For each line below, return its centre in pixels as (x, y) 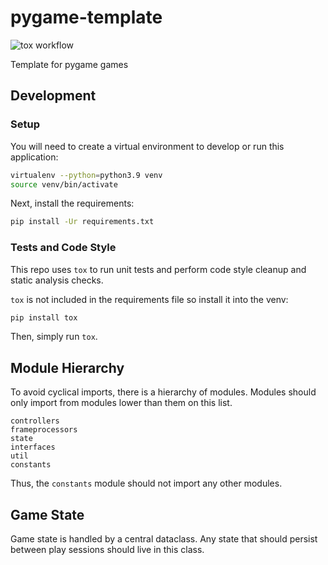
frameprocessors (44, 430)
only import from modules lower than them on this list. (121, 403)
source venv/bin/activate (64, 184)
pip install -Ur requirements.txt (82, 222)
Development (53, 96)
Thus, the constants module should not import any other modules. (146, 483)
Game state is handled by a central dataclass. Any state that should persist (164, 539)
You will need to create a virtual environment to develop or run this (147, 146)
